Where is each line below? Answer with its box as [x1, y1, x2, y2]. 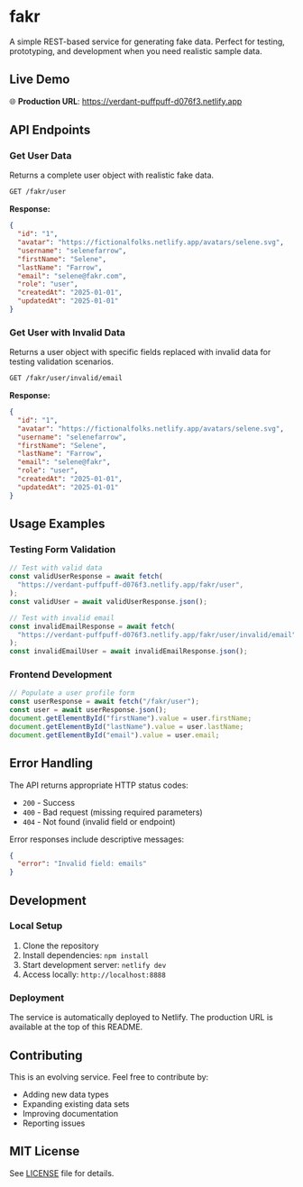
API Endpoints [9, 123, 91, 138]
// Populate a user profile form [9, 689, 135, 698]
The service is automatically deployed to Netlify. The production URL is [9, 1012, 273, 1023]
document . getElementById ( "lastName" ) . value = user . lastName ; [9, 722, 244, 731]
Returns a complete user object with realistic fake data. [9, 169, 215, 181]
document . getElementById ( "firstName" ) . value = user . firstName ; [9, 714, 252, 723]
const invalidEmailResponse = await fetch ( [9, 622, 176, 631]
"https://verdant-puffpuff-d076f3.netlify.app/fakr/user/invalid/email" [17, 630, 297, 639]
